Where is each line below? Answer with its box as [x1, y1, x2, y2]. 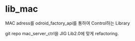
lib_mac [5, 3, 38, 15]
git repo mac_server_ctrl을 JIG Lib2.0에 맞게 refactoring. [5, 30, 119, 36]
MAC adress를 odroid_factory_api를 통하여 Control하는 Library [5, 20, 130, 26]
